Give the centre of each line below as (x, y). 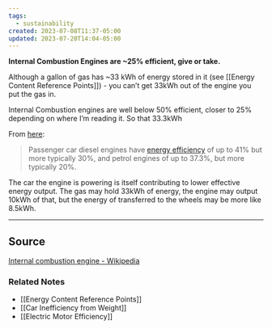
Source (27, 241)
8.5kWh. (22, 209)
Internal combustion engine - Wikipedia (74, 261)
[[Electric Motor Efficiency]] (66, 317)
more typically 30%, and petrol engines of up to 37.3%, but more (136, 158)
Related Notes (37, 281)
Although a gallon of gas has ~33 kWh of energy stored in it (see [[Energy (132, 77)
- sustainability (45, 23)
